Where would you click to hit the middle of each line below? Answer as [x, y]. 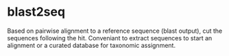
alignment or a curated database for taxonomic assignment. [92, 45]
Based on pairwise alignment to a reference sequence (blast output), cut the [115, 31]
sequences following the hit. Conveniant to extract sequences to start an [110, 38]
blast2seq [36, 12]
